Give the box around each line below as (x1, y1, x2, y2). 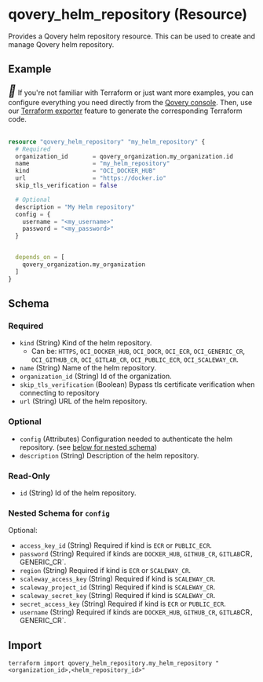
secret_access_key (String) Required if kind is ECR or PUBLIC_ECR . (19, 599, 226, 609)
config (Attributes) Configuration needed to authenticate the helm (19, 434, 233, 443)
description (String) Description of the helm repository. (19, 450, 199, 460)
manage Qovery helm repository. (8, 39, 115, 49)
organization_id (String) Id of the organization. (19, 371, 173, 381)
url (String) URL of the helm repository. (19, 396, 148, 406)
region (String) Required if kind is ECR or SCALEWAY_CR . (19, 566, 191, 575)
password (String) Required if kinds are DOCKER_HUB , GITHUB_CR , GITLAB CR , (19, 549, 254, 559)
